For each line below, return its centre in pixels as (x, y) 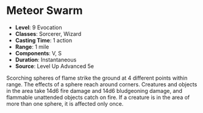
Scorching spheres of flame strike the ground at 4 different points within (97, 78)
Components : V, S (38, 53)
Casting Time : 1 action (44, 40)
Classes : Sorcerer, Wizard (48, 33)
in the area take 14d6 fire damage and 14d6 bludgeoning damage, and (94, 91)
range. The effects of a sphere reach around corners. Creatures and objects (102, 84)
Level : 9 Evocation (38, 27)
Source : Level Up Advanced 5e (55, 66)
